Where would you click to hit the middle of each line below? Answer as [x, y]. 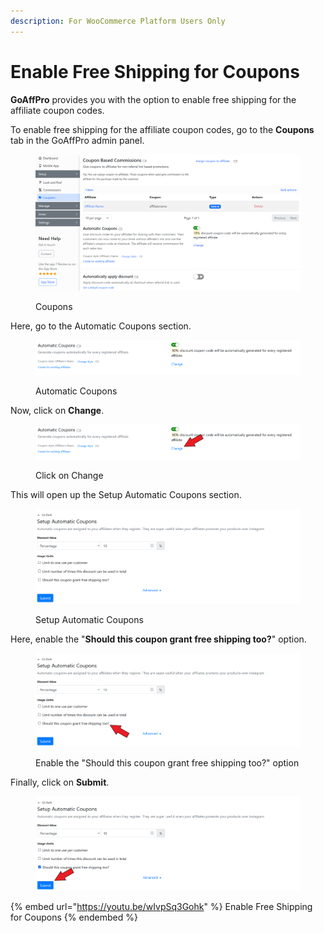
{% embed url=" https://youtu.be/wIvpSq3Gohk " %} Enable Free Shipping [161, 907]
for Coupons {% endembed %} [74, 917]
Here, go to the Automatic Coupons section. [101, 326]
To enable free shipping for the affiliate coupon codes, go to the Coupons [162, 129]
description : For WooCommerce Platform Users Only [118, 21]
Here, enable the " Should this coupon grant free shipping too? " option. [158, 639]
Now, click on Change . [57, 411]
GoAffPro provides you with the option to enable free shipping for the [153, 99]
